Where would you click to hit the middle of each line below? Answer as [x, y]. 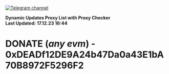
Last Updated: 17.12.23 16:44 [36, 23]
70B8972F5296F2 [45, 66]
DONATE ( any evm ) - [50, 44]
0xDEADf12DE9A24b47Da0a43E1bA [84, 55]
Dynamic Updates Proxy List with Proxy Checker [58, 18]
